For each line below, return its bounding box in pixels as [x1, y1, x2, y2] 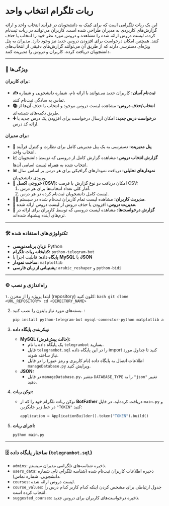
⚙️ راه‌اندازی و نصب [5, 282, 47, 289]
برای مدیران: [5, 132, 29, 138]
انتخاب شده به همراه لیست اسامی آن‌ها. [12, 162, 88, 168]
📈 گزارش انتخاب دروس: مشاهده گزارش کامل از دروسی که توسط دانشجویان [12, 155, 158, 161]
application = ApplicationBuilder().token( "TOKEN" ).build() [20, 413, 149, 418]
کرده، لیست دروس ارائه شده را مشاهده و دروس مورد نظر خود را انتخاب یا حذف [5, 32, 155, 38]
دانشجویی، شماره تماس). [12, 473, 61, 479]
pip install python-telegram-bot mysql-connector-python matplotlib [12, 317, 159, 322]
